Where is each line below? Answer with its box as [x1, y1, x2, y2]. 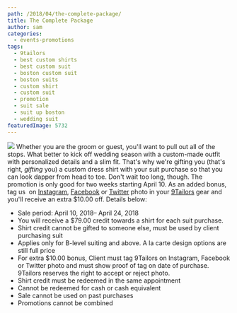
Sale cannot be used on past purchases [17, 291, 134, 300]
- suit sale [13, 102, 50, 110]
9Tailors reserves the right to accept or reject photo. [17, 268, 170, 277]
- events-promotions [13, 37, 74, 44]
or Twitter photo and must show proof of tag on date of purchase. [17, 261, 209, 269]
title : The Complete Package [7, 17, 93, 24]
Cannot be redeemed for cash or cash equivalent [17, 283, 161, 292]
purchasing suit [17, 231, 64, 240]
